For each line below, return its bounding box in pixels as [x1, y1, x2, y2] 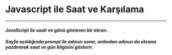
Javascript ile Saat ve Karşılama [5, 4, 144, 15]
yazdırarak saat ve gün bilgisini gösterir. [5, 44, 94, 50]
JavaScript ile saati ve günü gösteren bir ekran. [5, 27, 108, 33]
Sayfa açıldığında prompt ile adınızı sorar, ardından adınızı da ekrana [5, 39, 157, 45]
